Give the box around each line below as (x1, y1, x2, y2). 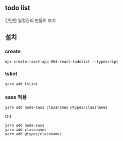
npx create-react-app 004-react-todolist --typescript (5, 59, 119, 64)
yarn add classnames (5, 127, 47, 132)
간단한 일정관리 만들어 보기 (5, 17, 56, 23)
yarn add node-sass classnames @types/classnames (5, 105, 108, 110)
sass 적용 (5, 94, 27, 101)
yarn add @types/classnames (5, 132, 62, 137)
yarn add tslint (5, 81, 38, 86)
